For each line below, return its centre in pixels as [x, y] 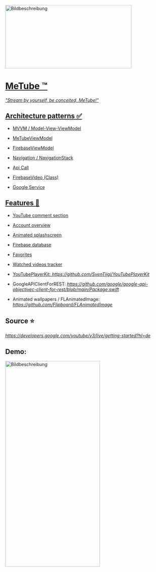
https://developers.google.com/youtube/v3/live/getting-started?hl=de [78, 336]
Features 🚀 [22, 203]
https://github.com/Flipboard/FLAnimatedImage [62, 304]
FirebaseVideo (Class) [36, 177]
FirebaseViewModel [33, 148]
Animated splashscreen [37, 235]
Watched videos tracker [37, 264]
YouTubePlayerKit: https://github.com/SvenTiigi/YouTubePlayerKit [81, 274]
